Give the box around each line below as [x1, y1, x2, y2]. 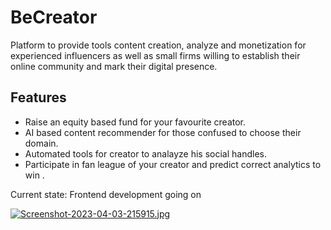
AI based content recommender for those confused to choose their [24, 126, 302, 138]
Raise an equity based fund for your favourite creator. [24, 116, 247, 128]
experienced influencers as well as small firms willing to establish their [10, 49, 301, 61]
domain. [24, 137, 59, 149]
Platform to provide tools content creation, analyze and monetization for [10, 39, 307, 51]
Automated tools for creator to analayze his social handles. [24, 147, 268, 160]
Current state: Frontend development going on [10, 188, 202, 200]
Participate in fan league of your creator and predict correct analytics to [24, 158, 322, 170]
